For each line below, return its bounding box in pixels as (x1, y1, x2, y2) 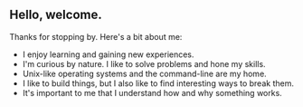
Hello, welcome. (9, 7, 102, 23)
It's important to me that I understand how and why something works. (22, 87, 282, 98)
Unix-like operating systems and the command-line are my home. (22, 68, 267, 79)
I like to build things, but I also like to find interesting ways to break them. (22, 77, 294, 89)
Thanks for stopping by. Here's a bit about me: (9, 31, 183, 42)
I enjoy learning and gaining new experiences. (22, 49, 194, 60)
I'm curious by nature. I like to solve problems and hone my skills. (22, 58, 266, 69)
